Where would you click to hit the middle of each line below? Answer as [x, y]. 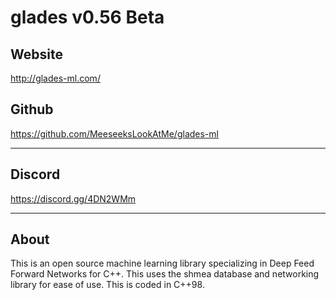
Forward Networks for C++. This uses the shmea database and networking [165, 274]
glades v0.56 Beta [87, 17]
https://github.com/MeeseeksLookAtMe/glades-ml [114, 133]
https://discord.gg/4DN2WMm [73, 198]
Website [36, 54]
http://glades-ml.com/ [55, 78]
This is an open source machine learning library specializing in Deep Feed [162, 263]
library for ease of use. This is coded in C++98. [107, 285]
